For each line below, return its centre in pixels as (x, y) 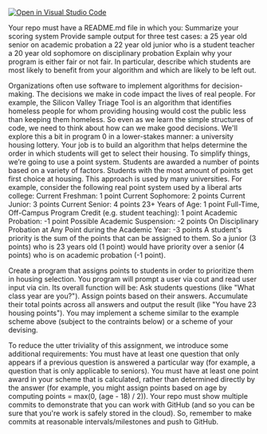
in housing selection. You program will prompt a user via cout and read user (133, 279)
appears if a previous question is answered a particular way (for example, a (132, 362)
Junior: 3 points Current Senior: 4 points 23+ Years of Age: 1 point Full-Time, (134, 204)
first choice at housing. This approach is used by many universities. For (126, 179)
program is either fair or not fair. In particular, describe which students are (130, 61)
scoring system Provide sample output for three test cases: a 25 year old (128, 36)
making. (22, 94)
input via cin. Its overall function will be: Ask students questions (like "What (132, 288)
